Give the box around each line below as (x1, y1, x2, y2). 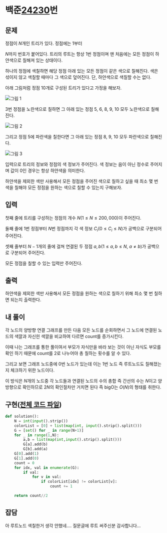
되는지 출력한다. (10, 297, 41, 303)
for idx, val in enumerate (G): (14, 465, 79, 470)
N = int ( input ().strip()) (14, 418, 68, 424)
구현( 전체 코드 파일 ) (5, 400, 62, 409)
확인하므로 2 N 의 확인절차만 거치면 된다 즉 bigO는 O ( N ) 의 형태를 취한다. (22, 384, 161, 390)
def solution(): (5, 414, 39, 419)
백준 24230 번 (5, 5, 58, 16)
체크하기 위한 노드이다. (10, 367, 55, 374)
